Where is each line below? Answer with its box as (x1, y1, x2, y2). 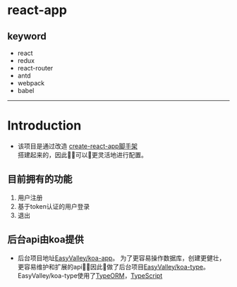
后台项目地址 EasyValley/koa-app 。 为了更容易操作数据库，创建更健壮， (17, 253, 226, 262)
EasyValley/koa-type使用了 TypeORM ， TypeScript (17, 271, 163, 280)
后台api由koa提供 (7, 233, 85, 245)
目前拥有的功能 (7, 173, 73, 185)
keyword (7, 30, 47, 42)
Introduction (7, 118, 82, 134)
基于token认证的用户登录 (17, 202, 90, 210)
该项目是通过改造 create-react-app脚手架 (17, 142, 138, 150)
